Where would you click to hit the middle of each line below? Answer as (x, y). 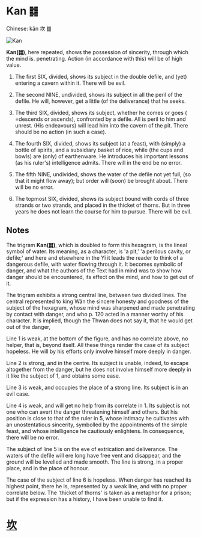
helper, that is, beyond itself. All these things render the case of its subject (98, 345)
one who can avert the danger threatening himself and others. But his (92, 412)
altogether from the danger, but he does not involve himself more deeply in (99, 369)
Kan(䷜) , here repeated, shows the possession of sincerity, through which (97, 52)
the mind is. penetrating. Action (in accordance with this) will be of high (94, 58)
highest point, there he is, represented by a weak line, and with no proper (97, 486)
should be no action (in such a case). (61, 132)
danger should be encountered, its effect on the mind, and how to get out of (100, 277)
